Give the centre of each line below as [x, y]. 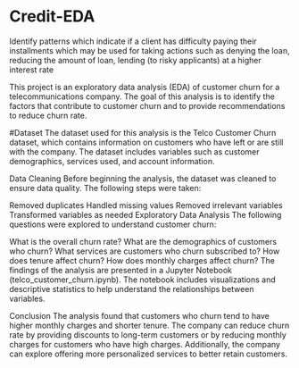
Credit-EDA [52, 17]
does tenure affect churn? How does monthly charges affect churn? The [142, 260]
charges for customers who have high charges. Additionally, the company [145, 344]
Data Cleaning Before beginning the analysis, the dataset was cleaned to [143, 178]
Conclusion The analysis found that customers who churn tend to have [139, 315]
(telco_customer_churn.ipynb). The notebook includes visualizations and [143, 280]
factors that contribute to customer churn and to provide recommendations [147, 105]
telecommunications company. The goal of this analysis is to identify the [142, 96]
